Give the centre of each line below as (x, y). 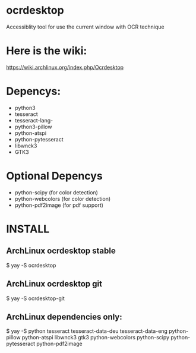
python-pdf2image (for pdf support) (59, 205)
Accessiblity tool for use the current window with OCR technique (85, 27)
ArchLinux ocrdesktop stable (61, 251)
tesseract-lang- (34, 120)
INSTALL (28, 229)
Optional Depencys (54, 176)
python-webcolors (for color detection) (63, 198)
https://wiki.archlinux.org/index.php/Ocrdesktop (65, 67)
